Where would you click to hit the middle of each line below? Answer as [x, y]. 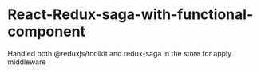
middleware [27, 62]
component [46, 31]
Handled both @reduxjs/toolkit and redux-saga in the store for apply [120, 53]
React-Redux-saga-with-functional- [130, 15]
